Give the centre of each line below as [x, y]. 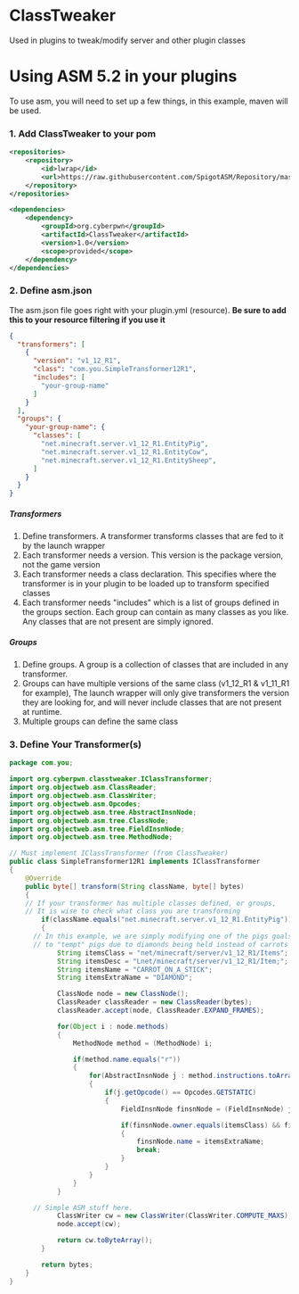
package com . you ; [41, 763]
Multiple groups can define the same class [100, 722]
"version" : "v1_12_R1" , [77, 361]
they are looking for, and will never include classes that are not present [152, 702]
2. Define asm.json [51, 291]
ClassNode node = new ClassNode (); [123, 994]
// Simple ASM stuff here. [83, 1207]
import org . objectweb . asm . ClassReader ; [83, 788]
